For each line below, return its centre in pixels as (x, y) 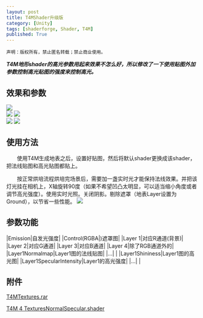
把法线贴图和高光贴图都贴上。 (43, 166)
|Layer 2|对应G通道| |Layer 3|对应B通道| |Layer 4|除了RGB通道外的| (90, 246)
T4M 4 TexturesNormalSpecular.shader (55, 309)
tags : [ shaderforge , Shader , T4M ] (50, 29)
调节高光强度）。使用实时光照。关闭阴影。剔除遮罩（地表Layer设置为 (92, 194)
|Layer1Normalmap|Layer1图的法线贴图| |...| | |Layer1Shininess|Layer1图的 (98, 253)
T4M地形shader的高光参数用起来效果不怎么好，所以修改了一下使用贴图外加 (101, 64)
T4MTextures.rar (27, 297)
